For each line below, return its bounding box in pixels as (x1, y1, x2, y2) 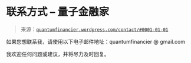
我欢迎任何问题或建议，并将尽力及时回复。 (6, 50, 110, 57)
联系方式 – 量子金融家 (6, 5, 110, 19)
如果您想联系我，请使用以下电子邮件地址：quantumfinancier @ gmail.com (6, 38, 186, 45)
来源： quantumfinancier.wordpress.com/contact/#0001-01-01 (20, 26, 169, 33)
